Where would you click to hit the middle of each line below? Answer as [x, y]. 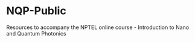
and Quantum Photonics [36, 33]
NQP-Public [36, 11]
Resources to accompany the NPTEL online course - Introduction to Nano [97, 27]
